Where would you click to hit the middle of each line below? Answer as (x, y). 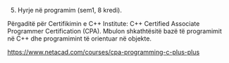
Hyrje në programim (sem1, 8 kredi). (69, 10)
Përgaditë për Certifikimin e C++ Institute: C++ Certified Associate (104, 23)
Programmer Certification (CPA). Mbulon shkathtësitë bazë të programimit (114, 31)
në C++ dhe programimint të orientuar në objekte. (80, 38)
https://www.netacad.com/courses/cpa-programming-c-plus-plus (104, 52)
